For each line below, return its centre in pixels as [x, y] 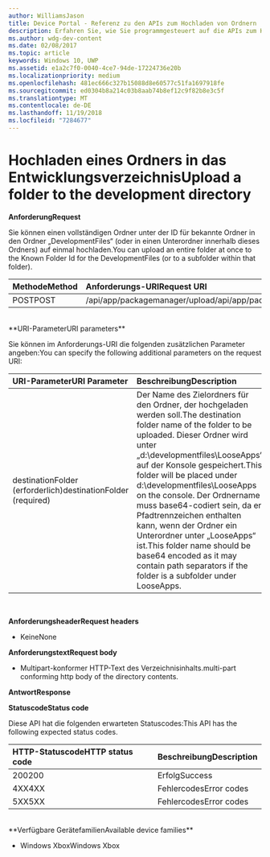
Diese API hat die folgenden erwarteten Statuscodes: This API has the [123, 723]
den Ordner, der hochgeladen [192, 405]
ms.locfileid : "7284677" [50, 121]
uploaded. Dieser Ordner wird [192, 435]
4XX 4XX [29, 788]
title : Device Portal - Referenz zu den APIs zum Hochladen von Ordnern [133, 23]
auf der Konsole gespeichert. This [199, 465]
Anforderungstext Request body [63, 652]
